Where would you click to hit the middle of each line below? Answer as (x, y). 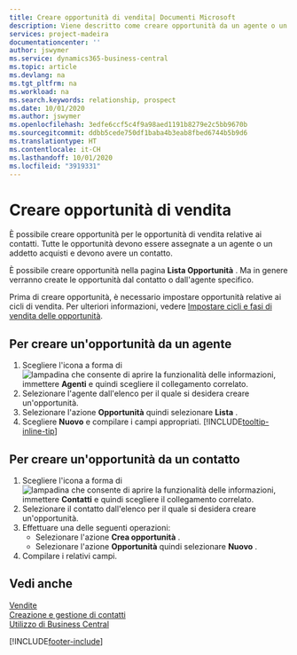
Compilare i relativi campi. (70, 556)
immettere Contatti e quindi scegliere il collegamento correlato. (138, 499)
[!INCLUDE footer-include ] (56, 641)
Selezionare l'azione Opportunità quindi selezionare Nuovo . (146, 546)
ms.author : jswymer (45, 116)
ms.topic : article (43, 67)
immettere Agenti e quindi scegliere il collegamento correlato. (135, 384)
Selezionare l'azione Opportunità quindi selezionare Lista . (130, 413)
